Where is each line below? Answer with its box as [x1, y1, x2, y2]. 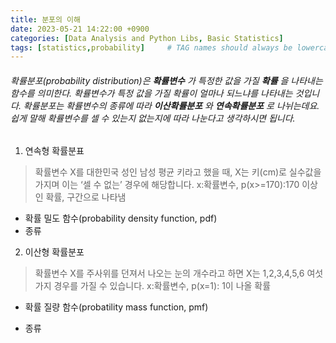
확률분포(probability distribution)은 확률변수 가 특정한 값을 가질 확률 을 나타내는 [10, 74, 323, 86]
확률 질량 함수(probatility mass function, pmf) [24, 301, 209, 313]
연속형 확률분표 [24, 145, 85, 157]
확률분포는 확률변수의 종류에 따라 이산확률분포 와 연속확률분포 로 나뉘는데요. [23, 99, 320, 111]
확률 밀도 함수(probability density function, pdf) [24, 212, 218, 225]
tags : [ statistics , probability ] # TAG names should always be [10, 42, 293, 53]
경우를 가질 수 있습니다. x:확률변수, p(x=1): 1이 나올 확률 [53, 280, 272, 292]
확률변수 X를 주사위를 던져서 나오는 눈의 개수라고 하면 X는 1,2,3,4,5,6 [34, 267, 305, 280]
